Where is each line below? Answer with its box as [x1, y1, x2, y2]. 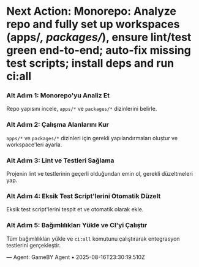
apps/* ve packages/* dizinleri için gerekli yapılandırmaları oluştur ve [6, 134, 178, 141]
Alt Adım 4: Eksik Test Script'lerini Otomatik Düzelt [6, 192, 161, 200]
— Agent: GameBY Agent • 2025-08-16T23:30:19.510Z [6, 253, 145, 261]
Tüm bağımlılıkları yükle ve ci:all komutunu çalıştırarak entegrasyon [6, 235, 180, 243]
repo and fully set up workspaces [6, 17, 180, 31]
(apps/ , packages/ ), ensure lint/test [6, 31, 192, 44]
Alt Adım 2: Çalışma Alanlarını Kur [6, 121, 109, 129]
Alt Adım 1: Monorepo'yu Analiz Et [6, 91, 110, 100]
